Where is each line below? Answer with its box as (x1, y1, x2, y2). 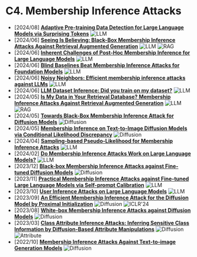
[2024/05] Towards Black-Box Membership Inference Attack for (14, 112, 174, 119)
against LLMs (14, 80, 49, 87)
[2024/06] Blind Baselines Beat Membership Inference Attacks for (14, 61, 180, 69)
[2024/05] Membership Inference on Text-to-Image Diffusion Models (14, 125, 188, 132)
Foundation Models (14, 68, 63, 75)
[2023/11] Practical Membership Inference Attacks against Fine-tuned (14, 175, 189, 182)
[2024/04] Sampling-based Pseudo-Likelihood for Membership (14, 137, 173, 144)
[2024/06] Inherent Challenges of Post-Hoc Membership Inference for (14, 49, 190, 56)
